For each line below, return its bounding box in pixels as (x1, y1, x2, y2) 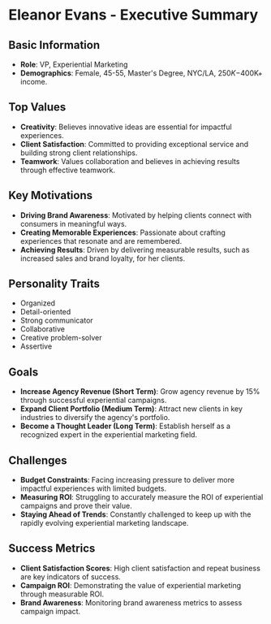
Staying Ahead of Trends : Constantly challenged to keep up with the (19, 509, 252, 519)
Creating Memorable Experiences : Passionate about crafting (19, 227, 226, 237)
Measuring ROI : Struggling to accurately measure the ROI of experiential (19, 492, 264, 502)
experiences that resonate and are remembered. (19, 236, 183, 245)
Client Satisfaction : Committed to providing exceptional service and (19, 139, 249, 149)
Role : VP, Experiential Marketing (19, 59, 128, 69)
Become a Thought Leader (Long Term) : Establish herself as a (19, 421, 231, 431)
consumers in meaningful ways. (19, 219, 127, 228)
